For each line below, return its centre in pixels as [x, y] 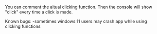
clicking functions [23, 26]
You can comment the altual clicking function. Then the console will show [78, 7]
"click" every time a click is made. [39, 12]
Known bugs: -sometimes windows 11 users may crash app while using [76, 21]
